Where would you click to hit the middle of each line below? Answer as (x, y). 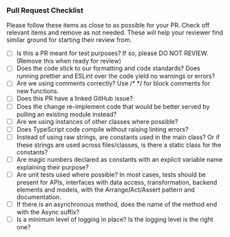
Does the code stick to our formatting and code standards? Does (108, 68)
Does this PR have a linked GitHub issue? (75, 99)
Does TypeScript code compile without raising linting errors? (102, 129)
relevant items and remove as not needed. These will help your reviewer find (115, 32)
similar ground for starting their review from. (69, 40)
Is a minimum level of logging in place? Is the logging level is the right (115, 219)
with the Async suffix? (48, 212)
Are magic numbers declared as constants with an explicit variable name (119, 159)
